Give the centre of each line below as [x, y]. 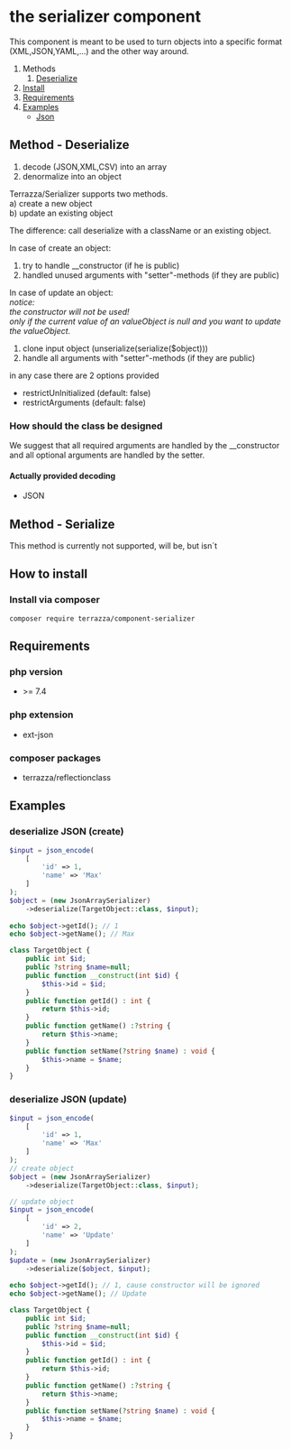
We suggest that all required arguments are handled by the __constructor [145, 446]
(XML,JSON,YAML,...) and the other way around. [99, 51]
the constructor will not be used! [69, 311]
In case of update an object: [61, 292]
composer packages [55, 758]
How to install [49, 574]
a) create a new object [51, 203]
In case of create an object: [60, 248]
